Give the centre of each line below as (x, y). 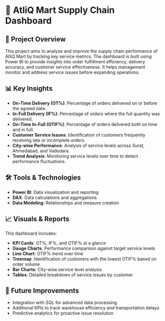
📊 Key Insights (29, 88)
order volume (26, 264)
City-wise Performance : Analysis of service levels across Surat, (79, 145)
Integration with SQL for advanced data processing (65, 303)
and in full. (23, 130)
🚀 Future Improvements (42, 290)
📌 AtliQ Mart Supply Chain (60, 10)
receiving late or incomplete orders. (49, 140)
